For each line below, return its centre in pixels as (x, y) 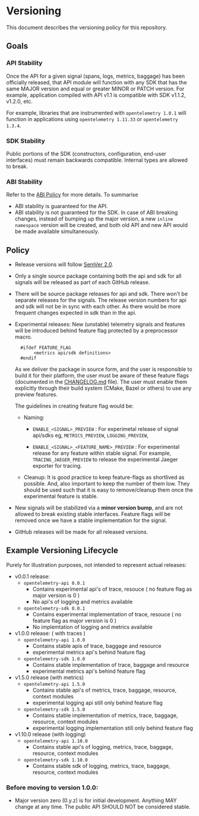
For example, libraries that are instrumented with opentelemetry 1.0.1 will (96, 113)
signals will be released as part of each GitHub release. (82, 282)
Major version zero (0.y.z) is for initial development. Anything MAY (96, 801)
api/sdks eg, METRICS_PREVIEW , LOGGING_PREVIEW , (90, 436)
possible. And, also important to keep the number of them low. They (107, 484)
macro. (23, 337)
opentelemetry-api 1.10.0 (56, 741)
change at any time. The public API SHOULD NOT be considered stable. (103, 807)
